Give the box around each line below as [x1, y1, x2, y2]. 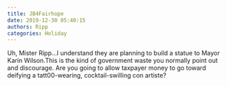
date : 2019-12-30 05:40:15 [7, 17, 86, 24]
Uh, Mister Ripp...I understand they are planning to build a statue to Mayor [7, 49, 220, 57]
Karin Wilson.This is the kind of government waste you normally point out [7, 57, 218, 65]
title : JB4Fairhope [7, 10, 64, 17]
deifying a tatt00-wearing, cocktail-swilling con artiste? [7, 71, 167, 80]
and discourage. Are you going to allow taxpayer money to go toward [7, 64, 206, 72]
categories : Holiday [7, 29, 68, 37]
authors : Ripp [7, 23, 49, 30]
